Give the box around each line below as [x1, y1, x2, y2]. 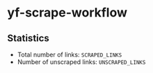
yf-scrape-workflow [7, 5, 127, 21]
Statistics [7, 32, 50, 44]
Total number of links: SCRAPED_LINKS [17, 50, 122, 59]
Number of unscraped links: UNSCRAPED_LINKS [17, 58, 146, 66]
